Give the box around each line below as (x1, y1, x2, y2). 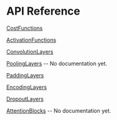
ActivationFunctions (6, 36, 57, 43)
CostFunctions (6, 24, 43, 32)
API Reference (6, 4, 80, 18)
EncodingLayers (6, 83, 47, 91)
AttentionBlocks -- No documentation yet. (6, 107, 112, 114)
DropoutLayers (6, 95, 44, 102)
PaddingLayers (6, 71, 44, 79)
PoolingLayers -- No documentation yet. (6, 60, 108, 67)
